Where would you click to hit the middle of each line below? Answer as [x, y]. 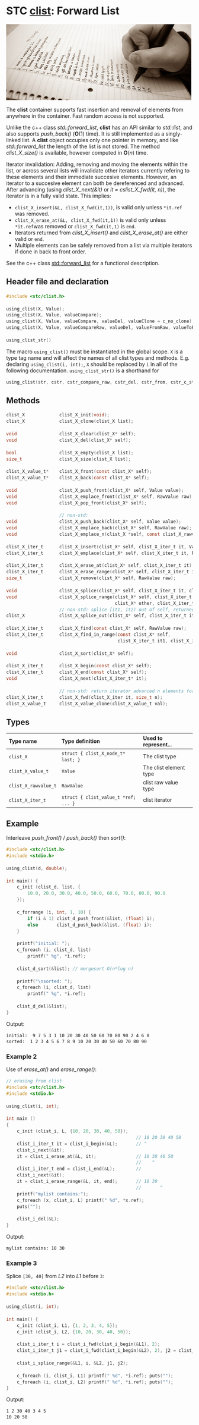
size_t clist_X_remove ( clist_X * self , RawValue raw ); [91, 578]
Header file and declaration [57, 282]
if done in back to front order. [51, 252]
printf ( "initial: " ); [43, 944]
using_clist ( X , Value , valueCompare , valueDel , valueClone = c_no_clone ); [100, 321]
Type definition [81, 741]
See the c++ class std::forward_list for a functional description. [83, 263]
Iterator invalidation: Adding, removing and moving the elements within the [97, 164]
